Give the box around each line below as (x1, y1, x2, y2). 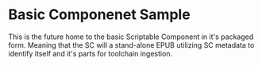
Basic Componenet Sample (8, 6, 191, 24)
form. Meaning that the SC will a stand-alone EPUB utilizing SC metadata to (8, 40, 255, 49)
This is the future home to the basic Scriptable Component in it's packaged (8, 32, 254, 41)
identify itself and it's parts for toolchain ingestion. (8, 49, 173, 58)
